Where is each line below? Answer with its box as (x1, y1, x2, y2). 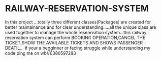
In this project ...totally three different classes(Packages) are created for (5, 19, 151, 25)
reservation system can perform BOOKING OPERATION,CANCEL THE (5, 35, 146, 41)
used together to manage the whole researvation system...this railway (5, 29, 147, 35)
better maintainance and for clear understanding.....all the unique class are (5, 24, 157, 30)
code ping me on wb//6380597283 (5, 50, 76, 56)
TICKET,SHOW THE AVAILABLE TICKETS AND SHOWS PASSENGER (5, 40, 143, 45)
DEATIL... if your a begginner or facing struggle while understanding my (5, 45, 151, 51)
